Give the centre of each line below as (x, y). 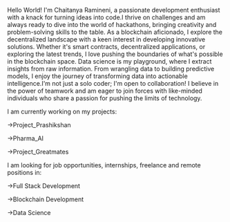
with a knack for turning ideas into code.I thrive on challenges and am (106, 17)
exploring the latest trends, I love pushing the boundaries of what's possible (115, 54)
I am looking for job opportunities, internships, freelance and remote (104, 165)
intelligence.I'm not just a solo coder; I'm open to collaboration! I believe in (113, 83)
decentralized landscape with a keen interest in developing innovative (106, 39)
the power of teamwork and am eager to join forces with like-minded (105, 91)
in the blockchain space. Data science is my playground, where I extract (109, 61)
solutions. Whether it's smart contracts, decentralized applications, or (106, 47)
